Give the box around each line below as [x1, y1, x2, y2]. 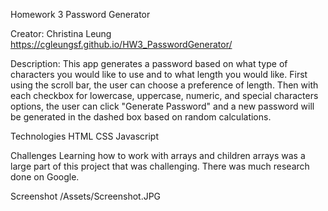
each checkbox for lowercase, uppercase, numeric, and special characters [10, 90, 319, 101]
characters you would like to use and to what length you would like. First [10, 69, 308, 80]
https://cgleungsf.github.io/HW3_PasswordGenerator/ [10, 39, 233, 50]
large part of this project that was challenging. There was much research [10, 160, 310, 172]
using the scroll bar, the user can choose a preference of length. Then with [10, 79, 319, 91]
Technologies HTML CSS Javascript [10, 130, 160, 142]
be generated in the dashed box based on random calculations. [10, 111, 272, 123]
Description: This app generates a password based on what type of [10, 58, 288, 69]
